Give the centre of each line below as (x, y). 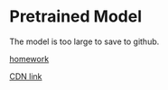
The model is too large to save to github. (84, 41)
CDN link (26, 76)
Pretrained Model (76, 17)
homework (29, 58)
